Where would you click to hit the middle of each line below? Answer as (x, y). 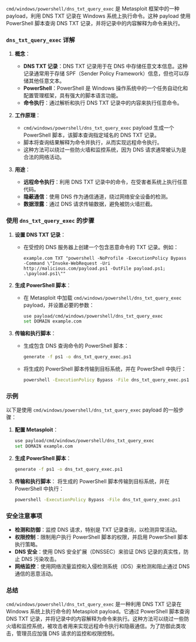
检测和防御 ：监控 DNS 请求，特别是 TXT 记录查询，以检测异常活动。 (97, 530)
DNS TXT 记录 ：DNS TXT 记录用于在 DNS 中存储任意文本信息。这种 (105, 66)
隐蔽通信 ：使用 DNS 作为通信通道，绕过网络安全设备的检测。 (97, 197)
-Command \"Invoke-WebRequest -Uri (67, 263)
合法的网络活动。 (44, 157)
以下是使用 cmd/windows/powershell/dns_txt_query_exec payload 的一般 (92, 410)
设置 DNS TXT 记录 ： (40, 235)
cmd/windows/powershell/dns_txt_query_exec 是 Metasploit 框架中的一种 (93, 9)
